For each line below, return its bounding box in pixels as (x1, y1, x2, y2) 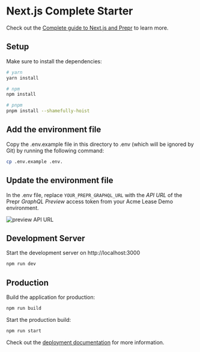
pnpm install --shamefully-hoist (6, 108, 90, 114)
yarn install (6, 75, 39, 81)
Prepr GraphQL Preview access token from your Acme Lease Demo (6, 198, 173, 205)
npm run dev (6, 261, 36, 267)
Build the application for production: (6, 294, 95, 301)
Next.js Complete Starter (6, 4, 133, 18)
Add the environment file (6, 125, 102, 135)
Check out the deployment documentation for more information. (6, 339, 165, 346)
